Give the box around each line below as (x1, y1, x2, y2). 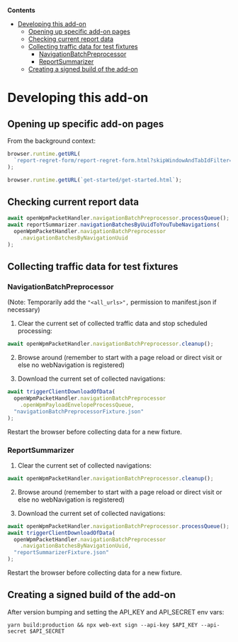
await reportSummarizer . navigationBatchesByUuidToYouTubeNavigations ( (7, 221, 220, 229)
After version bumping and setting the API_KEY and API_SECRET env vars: (7, 607, 225, 616)
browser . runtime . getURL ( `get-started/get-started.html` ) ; (7, 176, 182, 184)
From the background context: (7, 137, 96, 145)
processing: (17, 327, 53, 335)
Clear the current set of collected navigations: (17, 461, 152, 470)
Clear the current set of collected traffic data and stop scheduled (17, 319, 208, 328)
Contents (7, 6, 35, 14)
